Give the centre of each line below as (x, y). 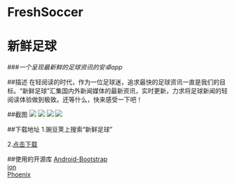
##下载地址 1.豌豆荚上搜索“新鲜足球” (60, 130)
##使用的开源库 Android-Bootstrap (58, 159)
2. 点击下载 (22, 144)
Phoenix (19, 174)
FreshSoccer (45, 12)
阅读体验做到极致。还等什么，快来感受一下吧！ (75, 100)
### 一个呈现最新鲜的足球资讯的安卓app (65, 67)
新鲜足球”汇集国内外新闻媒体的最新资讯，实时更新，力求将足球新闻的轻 (125, 91)
